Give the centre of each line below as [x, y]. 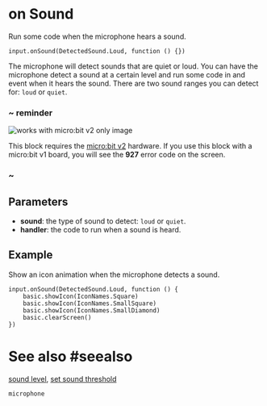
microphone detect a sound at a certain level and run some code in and [127, 74]
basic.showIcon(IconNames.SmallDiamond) [92, 310]
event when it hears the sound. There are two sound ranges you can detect [133, 83]
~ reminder [31, 112]
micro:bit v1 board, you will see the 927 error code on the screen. [117, 155]
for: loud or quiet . [38, 92]
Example [31, 255]
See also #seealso [71, 356]
